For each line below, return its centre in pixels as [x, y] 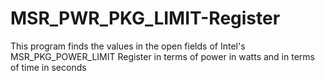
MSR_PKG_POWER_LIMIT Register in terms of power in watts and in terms [162, 56]
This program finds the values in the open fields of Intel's [128, 46]
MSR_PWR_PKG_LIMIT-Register [145, 18]
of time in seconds [48, 67]
